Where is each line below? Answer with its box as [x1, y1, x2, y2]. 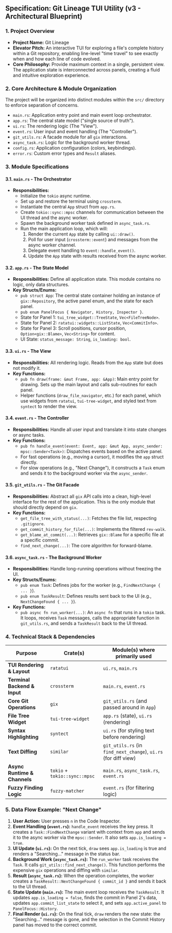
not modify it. [12, 365, 41, 371]
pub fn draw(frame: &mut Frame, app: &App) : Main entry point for [20, 375, 159, 382]
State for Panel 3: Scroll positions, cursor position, [20, 325, 126, 331]
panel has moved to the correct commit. [12, 922, 97, 928]
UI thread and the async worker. [20, 214, 89, 221]
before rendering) [103, 733, 146, 741]
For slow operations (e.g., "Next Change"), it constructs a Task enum [20, 464, 165, 471]
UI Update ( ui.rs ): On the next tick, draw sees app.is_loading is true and [12, 845, 166, 851]
